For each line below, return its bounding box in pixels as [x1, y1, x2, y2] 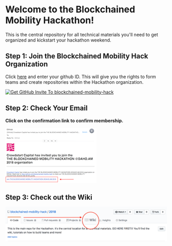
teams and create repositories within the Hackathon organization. [5, 79, 144, 85]
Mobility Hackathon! [5, 14, 94, 26]
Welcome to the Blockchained [5, 4, 136, 15]
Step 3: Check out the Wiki [5, 193, 92, 201]
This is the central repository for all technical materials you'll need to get [5, 31, 158, 37]
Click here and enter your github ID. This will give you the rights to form [5, 73, 156, 80]
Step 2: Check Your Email [5, 104, 88, 112]
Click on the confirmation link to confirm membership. [5, 117, 124, 124]
